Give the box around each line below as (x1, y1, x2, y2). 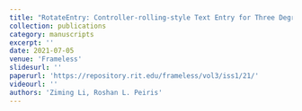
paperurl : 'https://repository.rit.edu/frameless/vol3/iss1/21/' (9, 72, 259, 81)
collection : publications (9, 21, 106, 30)
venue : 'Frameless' (9, 55, 83, 64)
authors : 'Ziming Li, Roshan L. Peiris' (9, 88, 164, 97)
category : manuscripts (9, 30, 94, 38)
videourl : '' (9, 80, 58, 89)
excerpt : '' (9, 38, 54, 47)
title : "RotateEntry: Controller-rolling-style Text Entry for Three (9, 13, 276, 22)
